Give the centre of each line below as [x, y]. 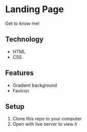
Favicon [21, 90]
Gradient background [35, 85]
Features [19, 73]
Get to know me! [22, 23]
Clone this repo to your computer [47, 119]
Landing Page [35, 9]
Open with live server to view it [45, 124]
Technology [25, 39]
